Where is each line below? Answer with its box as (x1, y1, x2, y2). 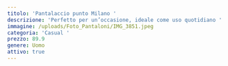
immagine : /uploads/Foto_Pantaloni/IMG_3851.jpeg (7, 23, 154, 30)
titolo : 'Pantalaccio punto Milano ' (7, 10, 117, 17)
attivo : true (7, 49, 45, 56)
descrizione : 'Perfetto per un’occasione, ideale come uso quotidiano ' (7, 16, 222, 23)
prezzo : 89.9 (7, 36, 45, 43)
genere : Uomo (7, 42, 45, 49)
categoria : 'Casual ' (7, 29, 70, 36)
